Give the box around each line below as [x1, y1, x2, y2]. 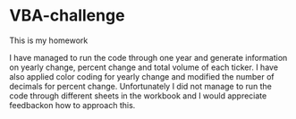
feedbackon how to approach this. [9, 99, 136, 110]
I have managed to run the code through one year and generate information [9, 52, 288, 63]
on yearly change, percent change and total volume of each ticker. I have [9, 62, 279, 72]
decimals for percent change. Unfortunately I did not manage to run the [9, 81, 273, 91]
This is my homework [9, 35, 89, 46]
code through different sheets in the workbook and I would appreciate [9, 90, 267, 101]
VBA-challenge [9, 5, 125, 26]
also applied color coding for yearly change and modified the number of [9, 71, 275, 81]
